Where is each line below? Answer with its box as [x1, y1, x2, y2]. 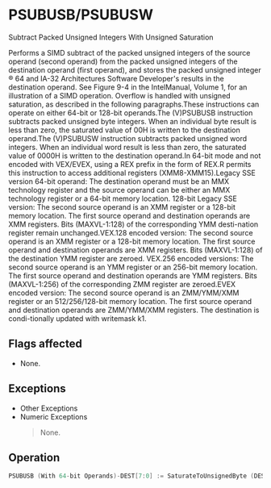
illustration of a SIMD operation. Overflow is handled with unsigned [8, 90, 231, 100]
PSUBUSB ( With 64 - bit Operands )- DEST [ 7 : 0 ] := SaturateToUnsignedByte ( [8, 472, 254, 481]
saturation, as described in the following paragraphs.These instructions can [8, 99, 260, 109]
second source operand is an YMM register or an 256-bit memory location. [8, 262, 258, 272]
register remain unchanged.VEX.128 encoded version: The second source [8, 227, 253, 237]
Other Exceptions [19, 403, 78, 413]
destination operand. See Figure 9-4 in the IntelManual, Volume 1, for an [8, 82, 248, 92]
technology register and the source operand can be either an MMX [8, 185, 231, 194]
